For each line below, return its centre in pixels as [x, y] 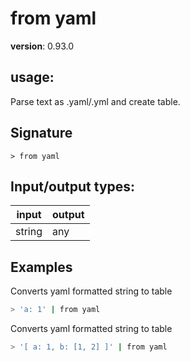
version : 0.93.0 [42, 46]
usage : [32, 77]
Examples [41, 267]
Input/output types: [73, 186]
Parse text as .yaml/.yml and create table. [95, 101]
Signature [41, 133]
